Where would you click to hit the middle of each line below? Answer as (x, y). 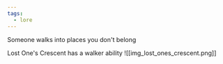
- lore (23, 20)
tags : (15, 13)
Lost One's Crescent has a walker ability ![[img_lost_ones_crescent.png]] (112, 53)
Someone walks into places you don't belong (72, 39)
